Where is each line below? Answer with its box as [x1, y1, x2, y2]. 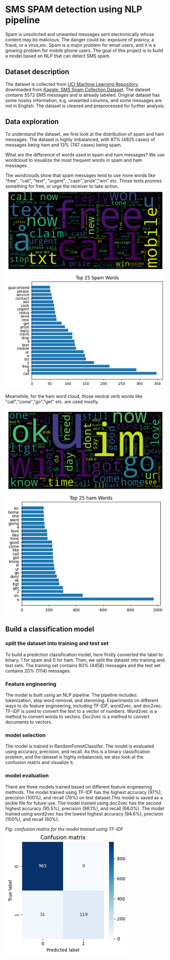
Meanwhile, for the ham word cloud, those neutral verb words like [5, 393, 143, 399]
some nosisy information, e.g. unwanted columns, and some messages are [5, 97, 162, 103]
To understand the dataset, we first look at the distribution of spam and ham [5, 131, 164, 137]
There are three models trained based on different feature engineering [5, 784, 152, 790]
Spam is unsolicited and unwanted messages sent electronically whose [5, 31, 155, 37]
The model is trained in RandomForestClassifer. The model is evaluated [5, 743, 154, 749]
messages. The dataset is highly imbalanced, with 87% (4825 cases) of [5, 136, 155, 142]
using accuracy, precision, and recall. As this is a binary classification [5, 748, 151, 755]
